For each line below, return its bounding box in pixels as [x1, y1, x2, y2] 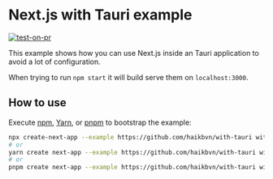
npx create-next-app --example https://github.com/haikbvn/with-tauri [8, 133, 253, 141]
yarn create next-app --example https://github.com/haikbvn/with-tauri [8, 148, 256, 156]
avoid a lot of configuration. [8, 57, 102, 66]
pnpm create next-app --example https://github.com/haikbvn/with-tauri [8, 164, 256, 172]
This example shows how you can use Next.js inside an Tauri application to [8, 48, 260, 58]
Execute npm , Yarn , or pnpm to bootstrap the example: [8, 117, 193, 127]
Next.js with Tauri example [8, 6, 193, 24]
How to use [8, 96, 67, 110]
